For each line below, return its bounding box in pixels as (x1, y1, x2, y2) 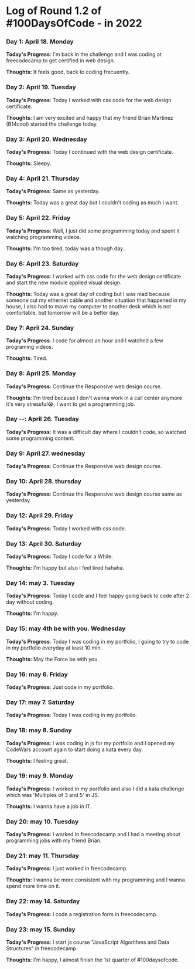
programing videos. (6, 344, 53, 351)
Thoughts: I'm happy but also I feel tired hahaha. (6, 564, 124, 571)
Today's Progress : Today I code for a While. (6, 553, 113, 560)
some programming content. (6, 435, 75, 442)
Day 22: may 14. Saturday (6, 897, 80, 906)
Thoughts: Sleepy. (6, 160, 52, 167)
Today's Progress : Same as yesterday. (6, 188, 100, 195)
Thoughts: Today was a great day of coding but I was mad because (6, 290, 170, 297)
